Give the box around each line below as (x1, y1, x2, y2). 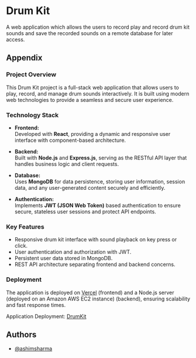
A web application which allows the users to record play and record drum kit (6, 23, 190, 30)
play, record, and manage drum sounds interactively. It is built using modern (6, 90, 190, 97)
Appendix (6, 53, 43, 63)
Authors (6, 329, 37, 339)
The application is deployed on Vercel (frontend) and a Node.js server (6, 289, 174, 296)
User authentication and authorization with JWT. (14, 248, 132, 255)
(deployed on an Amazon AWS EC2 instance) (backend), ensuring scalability (6, 295, 191, 302)
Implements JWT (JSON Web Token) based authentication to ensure (14, 202, 181, 209)
